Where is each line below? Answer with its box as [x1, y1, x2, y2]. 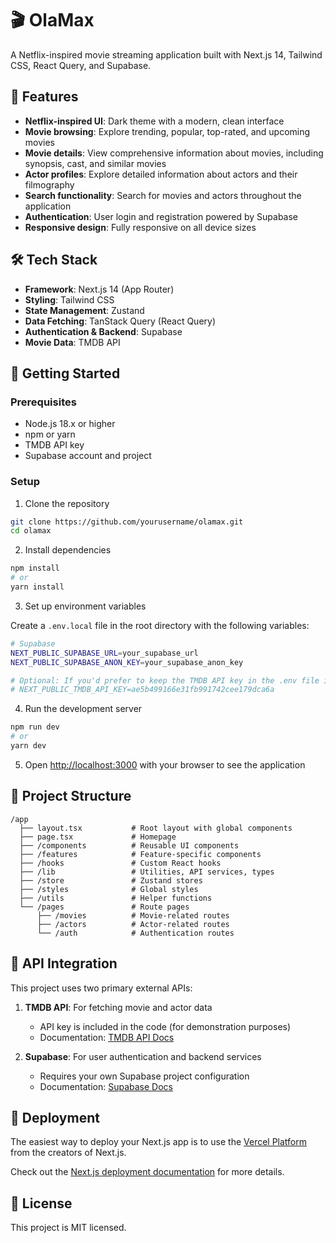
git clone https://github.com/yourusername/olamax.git [10, 517, 244, 527]
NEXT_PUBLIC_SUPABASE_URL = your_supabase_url [10, 648, 199, 658]
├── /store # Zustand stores [19, 875, 203, 886]
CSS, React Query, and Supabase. [10, 59, 152, 71]
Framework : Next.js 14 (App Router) [24, 283, 175, 295]
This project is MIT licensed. [10, 1222, 127, 1234]
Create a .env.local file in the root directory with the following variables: [10, 619, 310, 631]
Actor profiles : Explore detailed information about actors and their [24, 168, 298, 180]
